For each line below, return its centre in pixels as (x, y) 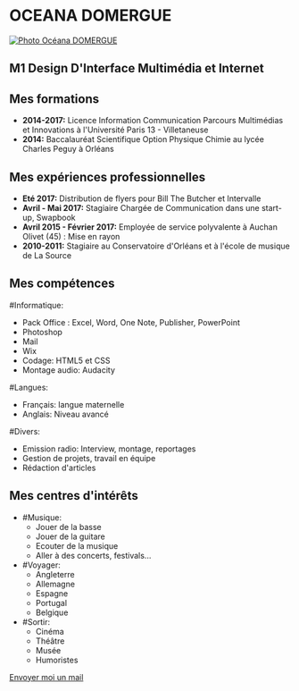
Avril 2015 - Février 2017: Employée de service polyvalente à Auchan (150, 227)
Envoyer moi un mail (46, 677)
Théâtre (50, 641)
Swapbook (56, 217)
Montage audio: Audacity (69, 370)
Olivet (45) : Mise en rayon (71, 236)
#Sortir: (36, 621)
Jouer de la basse (69, 527)
